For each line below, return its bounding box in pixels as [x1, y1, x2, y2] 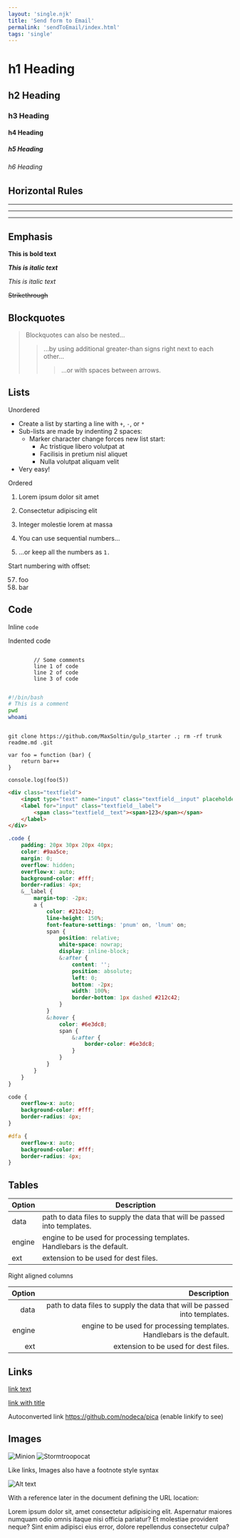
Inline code [8, 622, 38, 631]
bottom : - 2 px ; [71, 981, 114, 988]
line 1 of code [33, 663, 79, 670]
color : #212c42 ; [46, 907, 95, 915]
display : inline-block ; [58, 948, 130, 955]
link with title [8, 1398, 46, 1407]
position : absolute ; [71, 967, 133, 974]
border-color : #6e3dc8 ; [84, 1041, 155, 1048]
